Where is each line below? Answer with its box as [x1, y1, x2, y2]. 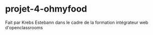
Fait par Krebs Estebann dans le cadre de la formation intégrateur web [5, 19, 149, 25]
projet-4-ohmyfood [5, 3, 88, 15]
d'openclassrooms [5, 24, 43, 30]
